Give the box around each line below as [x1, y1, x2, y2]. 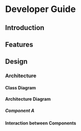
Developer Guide [5, 3, 76, 15]
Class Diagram [5, 84, 36, 90]
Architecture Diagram [5, 96, 51, 102]
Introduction [5, 23, 45, 32]
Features [5, 40, 33, 48]
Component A [5, 107, 35, 113]
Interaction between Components [5, 120, 77, 126]
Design [5, 57, 28, 66]
